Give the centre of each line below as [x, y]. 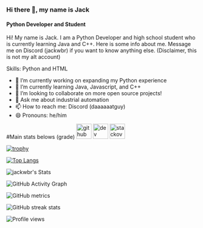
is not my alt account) [33, 57]
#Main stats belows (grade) [41, 137]
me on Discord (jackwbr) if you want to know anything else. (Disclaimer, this [101, 50]
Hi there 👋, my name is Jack [48, 10]
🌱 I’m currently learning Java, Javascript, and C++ [78, 87]
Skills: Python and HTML [37, 69]
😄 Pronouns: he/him [41, 115]
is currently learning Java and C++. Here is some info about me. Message [99, 44]
